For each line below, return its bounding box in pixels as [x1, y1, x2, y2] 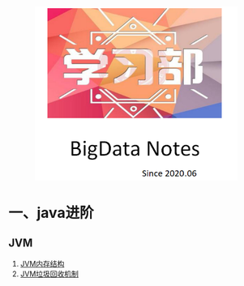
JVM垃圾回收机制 [19, 269, 79, 279]
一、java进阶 [8, 203, 95, 222]
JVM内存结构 [19, 258, 65, 268]
